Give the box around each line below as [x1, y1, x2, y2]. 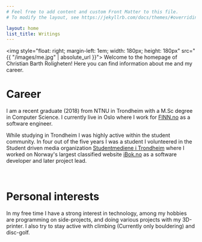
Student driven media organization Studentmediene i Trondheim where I [6, 145, 185, 152]
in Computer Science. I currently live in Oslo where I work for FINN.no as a [6, 113, 191, 121]
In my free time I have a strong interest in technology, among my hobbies [6, 210, 188, 217]
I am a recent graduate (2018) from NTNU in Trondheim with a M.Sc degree [6, 107, 193, 115]
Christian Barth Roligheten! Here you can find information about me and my [6, 60, 192, 67]
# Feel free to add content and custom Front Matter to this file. [6, 8, 179, 15]
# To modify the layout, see [6, 14, 79, 20]
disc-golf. [6, 229, 30, 236]
